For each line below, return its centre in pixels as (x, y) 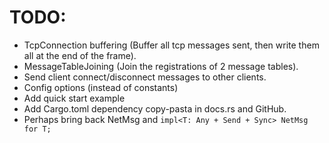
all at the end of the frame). (80, 55)
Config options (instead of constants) (101, 87)
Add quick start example (74, 98)
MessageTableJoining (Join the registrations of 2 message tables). (161, 66)
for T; (37, 129)
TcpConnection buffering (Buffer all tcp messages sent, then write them (171, 45)
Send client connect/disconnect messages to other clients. (145, 77)
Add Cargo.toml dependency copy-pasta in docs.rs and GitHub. (155, 108)
